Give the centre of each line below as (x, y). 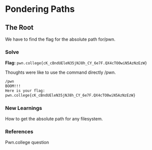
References (19, 132)
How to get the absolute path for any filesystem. (54, 119)
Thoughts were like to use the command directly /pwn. (60, 72)
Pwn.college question (27, 143)
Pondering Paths (40, 9)
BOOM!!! (13, 86)
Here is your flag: (25, 91)
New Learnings (24, 108)
